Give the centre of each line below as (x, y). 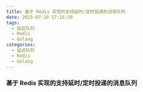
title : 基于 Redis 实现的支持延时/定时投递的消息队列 (66, 12)
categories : (21, 45)
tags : (13, 23)
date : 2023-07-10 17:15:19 (39, 17)
